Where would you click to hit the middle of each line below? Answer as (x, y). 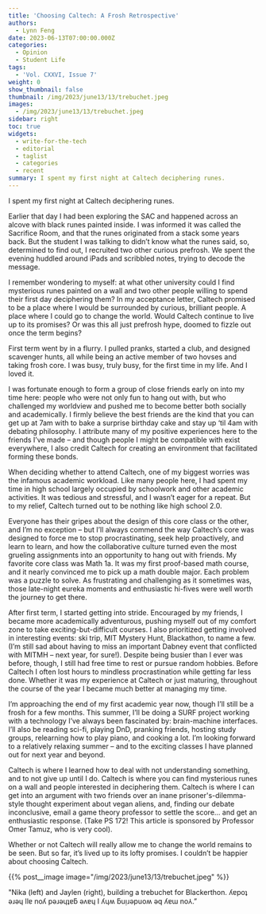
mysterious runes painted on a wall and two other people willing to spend (128, 290)
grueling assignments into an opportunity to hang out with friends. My (122, 555)
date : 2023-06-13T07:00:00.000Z (62, 38)
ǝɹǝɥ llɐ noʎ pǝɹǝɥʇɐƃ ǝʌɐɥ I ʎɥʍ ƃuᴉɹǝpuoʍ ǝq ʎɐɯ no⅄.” (103, 901)
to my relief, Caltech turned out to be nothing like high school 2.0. (115, 505)
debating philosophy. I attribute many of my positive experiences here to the (133, 431)
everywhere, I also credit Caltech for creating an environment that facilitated (133, 448)
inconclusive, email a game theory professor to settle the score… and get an (133, 812)
